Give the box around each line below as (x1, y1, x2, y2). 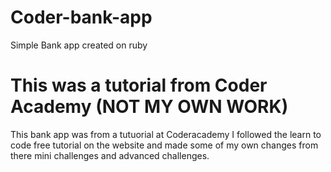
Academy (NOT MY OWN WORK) (10, 96, 289, 118)
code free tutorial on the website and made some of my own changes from (10, 139, 319, 151)
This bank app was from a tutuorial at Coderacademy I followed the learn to (10, 128, 322, 140)
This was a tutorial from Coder (10, 74, 268, 97)
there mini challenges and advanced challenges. (10, 149, 210, 161)
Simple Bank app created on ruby (10, 39, 148, 51)
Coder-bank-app (10, 6, 153, 29)
